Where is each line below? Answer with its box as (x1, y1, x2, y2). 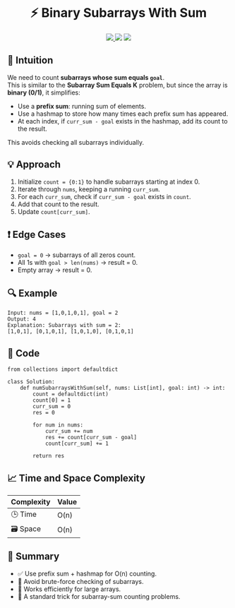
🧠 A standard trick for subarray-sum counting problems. (17, 592, 181, 600)
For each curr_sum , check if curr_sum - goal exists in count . (17, 192, 192, 201)
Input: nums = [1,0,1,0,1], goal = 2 (7, 309, 119, 317)
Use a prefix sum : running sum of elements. (17, 102, 147, 110)
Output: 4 (7, 316, 37, 323)
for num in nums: (32, 422, 83, 429)
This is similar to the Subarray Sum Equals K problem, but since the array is (7, 81, 228, 89)
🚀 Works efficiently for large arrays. (17, 585, 121, 593)
